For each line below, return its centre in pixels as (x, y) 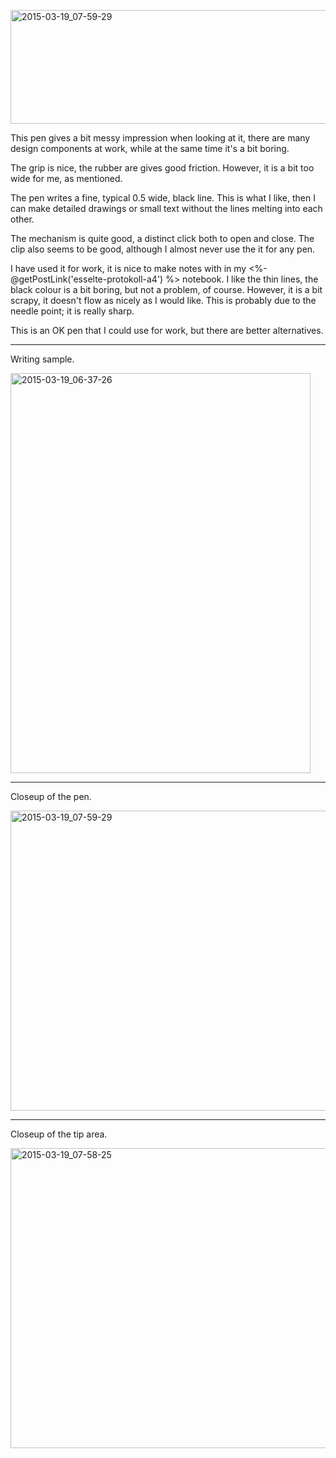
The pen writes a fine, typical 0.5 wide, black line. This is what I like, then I (163, 198)
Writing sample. (42, 359)
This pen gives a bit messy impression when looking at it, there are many (160, 138)
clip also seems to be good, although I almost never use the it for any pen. (163, 249)
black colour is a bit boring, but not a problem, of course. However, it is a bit (166, 289)
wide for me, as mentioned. (66, 178)
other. (22, 219)
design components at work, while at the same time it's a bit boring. (150, 148)
